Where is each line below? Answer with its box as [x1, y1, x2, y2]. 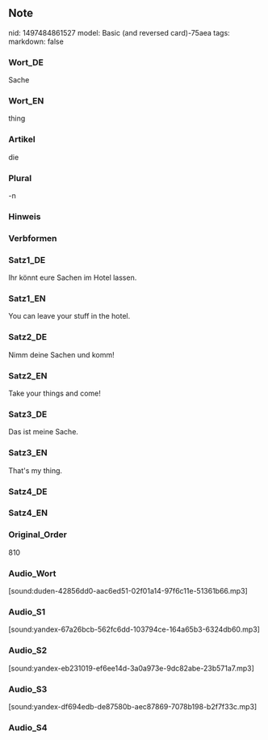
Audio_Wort [8, 568, 57, 579]
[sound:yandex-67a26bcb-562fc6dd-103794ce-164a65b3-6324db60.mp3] [8, 624, 261, 634]
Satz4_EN [8, 507, 48, 518]
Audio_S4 [8, 721, 48, 733]
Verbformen [8, 232, 58, 243]
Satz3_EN [8, 447, 48, 459]
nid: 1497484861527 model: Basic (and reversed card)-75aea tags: [8, 27, 230, 37]
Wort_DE [8, 57, 44, 68]
